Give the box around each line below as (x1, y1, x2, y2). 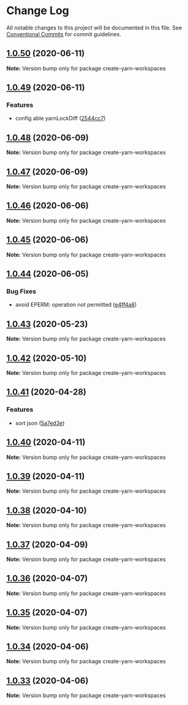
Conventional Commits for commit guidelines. (6, 30, 121, 37)
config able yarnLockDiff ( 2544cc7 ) (15, 115, 106, 122)
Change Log (6, 4, 69, 18)
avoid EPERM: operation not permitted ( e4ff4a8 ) (15, 301, 137, 309)
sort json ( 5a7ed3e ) (15, 419, 65, 426)
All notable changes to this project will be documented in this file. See (6, 24, 182, 31)
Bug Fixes (6, 287, 37, 295)
